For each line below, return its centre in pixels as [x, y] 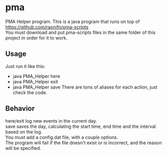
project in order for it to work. [36, 38]
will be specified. [23, 148]
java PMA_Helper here [36, 76]
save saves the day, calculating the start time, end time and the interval [80, 126]
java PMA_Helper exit [35, 81]
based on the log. [24, 131]
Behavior [20, 109]
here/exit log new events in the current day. [51, 121]
